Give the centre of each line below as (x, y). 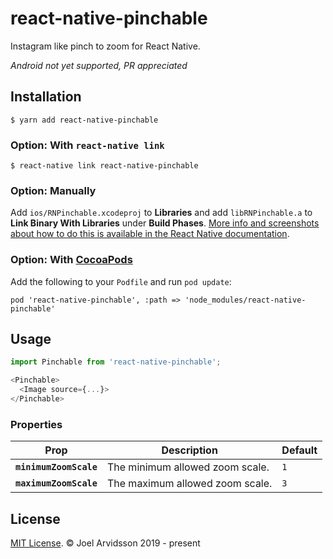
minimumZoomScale (56, 467)
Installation (46, 97)
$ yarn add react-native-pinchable (84, 120)
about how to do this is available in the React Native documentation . (150, 234)
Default (299, 450)
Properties (36, 424)
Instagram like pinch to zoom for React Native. (105, 46)
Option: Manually (53, 190)
